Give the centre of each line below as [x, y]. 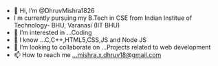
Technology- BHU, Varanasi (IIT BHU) [67, 25]
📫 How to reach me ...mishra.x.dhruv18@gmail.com [87, 55]
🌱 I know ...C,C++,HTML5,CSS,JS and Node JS [80, 40]
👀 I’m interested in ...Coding [53, 32]
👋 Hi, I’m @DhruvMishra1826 [54, 11]
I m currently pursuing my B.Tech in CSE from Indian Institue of [103, 18]
